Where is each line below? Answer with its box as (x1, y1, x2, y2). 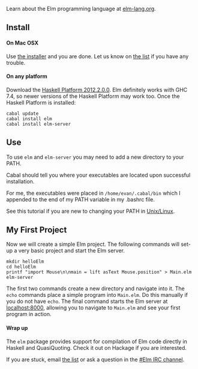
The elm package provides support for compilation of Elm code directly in (6, 338, 187, 345)
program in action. (6, 311, 52, 318)
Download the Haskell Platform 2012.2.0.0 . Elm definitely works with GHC (6, 86, 188, 93)
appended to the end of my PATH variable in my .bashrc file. (6, 195, 155, 203)
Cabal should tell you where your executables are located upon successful (6, 171, 191, 178)
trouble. (6, 59, 26, 66)
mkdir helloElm (6, 258, 44, 265)
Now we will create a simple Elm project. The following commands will (6, 240, 180, 248)
